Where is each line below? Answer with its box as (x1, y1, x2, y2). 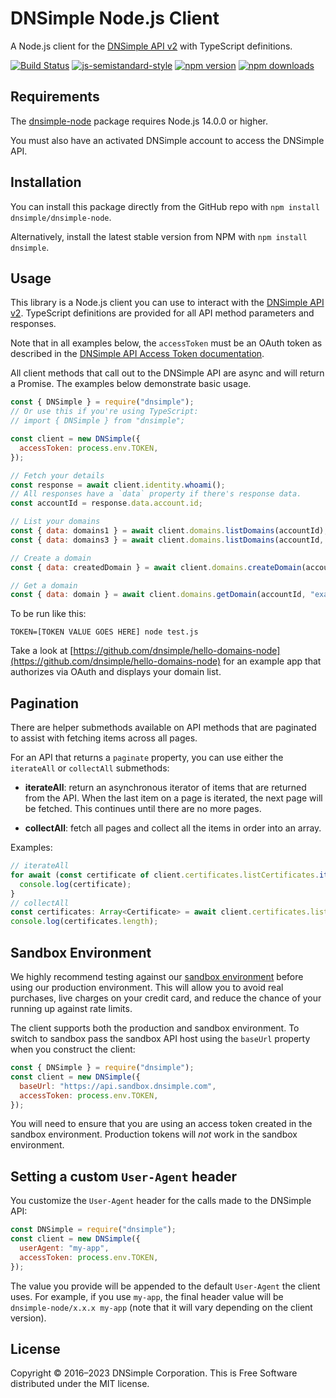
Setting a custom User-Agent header (10, 1168, 237, 1185)
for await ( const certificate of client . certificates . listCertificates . (10, 870, 320, 880)
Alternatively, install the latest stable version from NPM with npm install (10, 230, 308, 242)
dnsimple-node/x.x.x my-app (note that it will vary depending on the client (10, 1301, 313, 1313)
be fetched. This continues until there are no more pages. (24, 803, 262, 815)
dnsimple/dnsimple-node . (10, 211, 112, 223)
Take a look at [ (10, 645, 74, 657)
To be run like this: (10, 608, 87, 620)
